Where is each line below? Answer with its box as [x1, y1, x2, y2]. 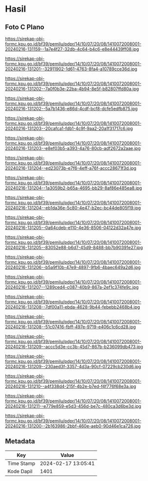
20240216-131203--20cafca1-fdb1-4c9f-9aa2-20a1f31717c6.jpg [5, 125, 133, 131]
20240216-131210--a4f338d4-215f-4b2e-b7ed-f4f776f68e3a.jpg [5, 383, 136, 389]
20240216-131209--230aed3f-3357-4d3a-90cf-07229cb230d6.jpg [5, 364, 142, 369]
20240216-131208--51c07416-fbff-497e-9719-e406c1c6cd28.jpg [5, 324, 136, 330]
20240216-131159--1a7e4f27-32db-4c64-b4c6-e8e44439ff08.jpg [5, 46, 139, 52]
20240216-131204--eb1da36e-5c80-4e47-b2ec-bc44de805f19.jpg [5, 205, 141, 210]
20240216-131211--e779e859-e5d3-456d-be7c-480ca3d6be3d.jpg [5, 403, 142, 409]
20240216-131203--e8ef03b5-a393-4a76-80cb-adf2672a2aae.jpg [5, 146, 141, 151]
